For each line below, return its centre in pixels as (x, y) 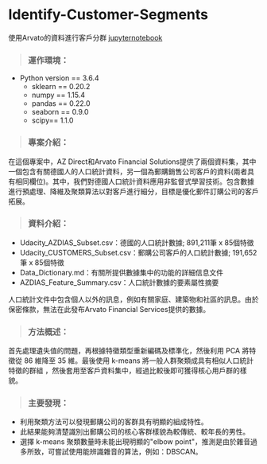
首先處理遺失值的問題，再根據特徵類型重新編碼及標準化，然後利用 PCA (124, 351)
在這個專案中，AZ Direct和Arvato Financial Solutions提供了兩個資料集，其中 (132, 162)
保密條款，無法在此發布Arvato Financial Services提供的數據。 (109, 309)
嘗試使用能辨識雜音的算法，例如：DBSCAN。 (128, 452)
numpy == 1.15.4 (58, 95)
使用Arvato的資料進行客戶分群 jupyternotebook (85, 37)
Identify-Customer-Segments (108, 15)
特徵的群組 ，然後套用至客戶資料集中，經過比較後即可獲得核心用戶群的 (124, 371)
